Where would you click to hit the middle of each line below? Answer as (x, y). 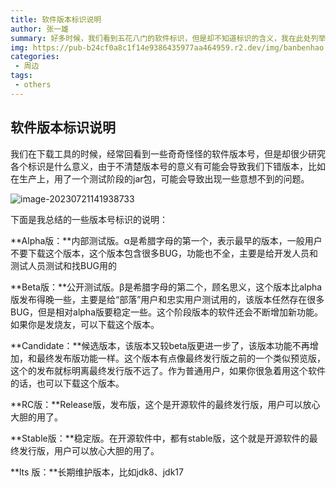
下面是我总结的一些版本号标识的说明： (89, 219)
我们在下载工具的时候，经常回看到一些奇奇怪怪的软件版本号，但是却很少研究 (168, 153)
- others (33, 85)
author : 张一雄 (39, 29)
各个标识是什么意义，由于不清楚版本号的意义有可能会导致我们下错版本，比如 (168, 166)
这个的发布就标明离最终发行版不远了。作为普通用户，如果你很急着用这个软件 (168, 370)
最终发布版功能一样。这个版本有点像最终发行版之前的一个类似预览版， (181, 358)
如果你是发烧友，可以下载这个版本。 (85, 324)
